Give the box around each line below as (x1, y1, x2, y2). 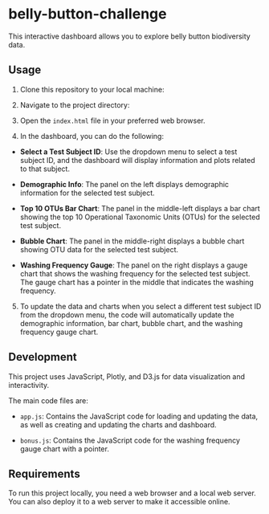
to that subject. (19, 164, 71, 173)
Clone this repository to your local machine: (19, 84, 165, 94)
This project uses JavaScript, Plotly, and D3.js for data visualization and (8, 371, 245, 381)
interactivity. (8, 380, 50, 390)
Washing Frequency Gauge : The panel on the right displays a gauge (19, 260, 248, 270)
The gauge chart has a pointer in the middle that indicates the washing (19, 277, 255, 287)
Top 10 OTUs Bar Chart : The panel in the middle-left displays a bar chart (19, 203, 261, 213)
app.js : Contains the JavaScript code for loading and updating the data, (19, 411, 259, 421)
